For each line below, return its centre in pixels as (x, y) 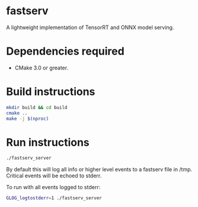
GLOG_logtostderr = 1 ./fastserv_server (54, 198)
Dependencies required (65, 51)
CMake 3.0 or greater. (41, 68)
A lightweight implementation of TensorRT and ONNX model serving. (90, 27)
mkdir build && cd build (37, 107)
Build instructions (51, 92)
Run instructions (48, 142)
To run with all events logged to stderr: (53, 187)
